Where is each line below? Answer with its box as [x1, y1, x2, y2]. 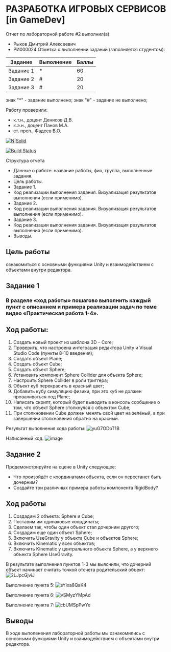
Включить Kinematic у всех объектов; [13, 540, 96, 546]
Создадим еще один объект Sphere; [13, 529, 92, 536]
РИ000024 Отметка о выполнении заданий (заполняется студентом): [13, 46, 165, 52]
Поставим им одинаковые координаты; [13, 518, 100, 524]
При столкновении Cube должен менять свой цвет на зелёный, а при [13, 410, 165, 416]
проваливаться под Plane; [13, 393, 70, 400]
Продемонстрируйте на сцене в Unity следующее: [6, 463, 116, 470]
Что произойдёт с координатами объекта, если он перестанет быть [13, 474, 162, 480]
